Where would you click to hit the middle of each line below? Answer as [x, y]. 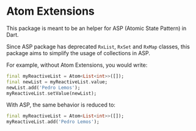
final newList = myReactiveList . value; [57, 82]
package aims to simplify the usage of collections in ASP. [78, 53]
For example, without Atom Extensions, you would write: [77, 65]
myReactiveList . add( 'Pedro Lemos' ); [53, 122]
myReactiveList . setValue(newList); [52, 93]
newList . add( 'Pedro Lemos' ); [43, 88]
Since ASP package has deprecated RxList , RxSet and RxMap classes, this [98, 47]
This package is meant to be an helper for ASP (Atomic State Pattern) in [96, 28]
